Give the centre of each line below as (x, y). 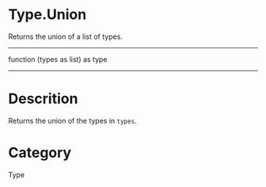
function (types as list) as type (58, 59)
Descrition (43, 99)
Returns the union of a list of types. (65, 36)
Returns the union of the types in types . (72, 120)
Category (40, 153)
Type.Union (47, 15)
